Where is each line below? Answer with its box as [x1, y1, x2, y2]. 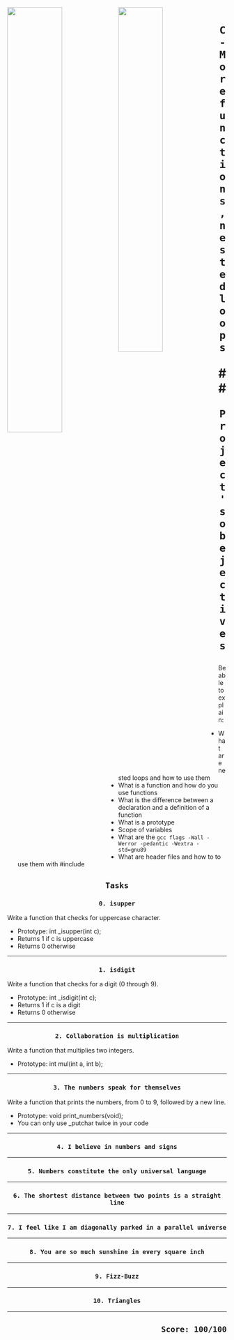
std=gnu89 [118, 847, 147, 854]
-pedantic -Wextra [140, 841, 194, 848]
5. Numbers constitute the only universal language [27, 1167, 207, 1175]
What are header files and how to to [118, 852, 221, 861]
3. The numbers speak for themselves [53, 1084, 181, 1092]
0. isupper [98, 899, 136, 908]
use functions [118, 788, 158, 797]
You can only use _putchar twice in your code [17, 1119, 149, 1127]
